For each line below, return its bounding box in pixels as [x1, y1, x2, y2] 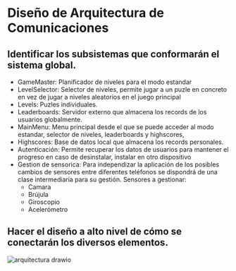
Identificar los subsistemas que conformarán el [7, 48, 220, 60]
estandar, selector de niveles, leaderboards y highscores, [17, 131, 185, 138]
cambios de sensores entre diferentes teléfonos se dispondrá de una [17, 168, 218, 176]
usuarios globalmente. [17, 115, 82, 124]
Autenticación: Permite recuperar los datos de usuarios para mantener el [17, 145, 229, 153]
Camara [27, 183, 51, 191]
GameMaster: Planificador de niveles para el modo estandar [17, 78, 192, 86]
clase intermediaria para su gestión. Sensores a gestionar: [17, 175, 187, 183]
